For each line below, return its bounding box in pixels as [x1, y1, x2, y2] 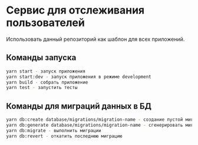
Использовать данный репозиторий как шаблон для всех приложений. [6, 35, 185, 42]
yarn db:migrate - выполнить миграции [6, 127, 101, 133]
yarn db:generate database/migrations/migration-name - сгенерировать [6, 122, 183, 128]
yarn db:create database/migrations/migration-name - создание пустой [6, 117, 183, 123]
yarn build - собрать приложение [6, 79, 88, 85]
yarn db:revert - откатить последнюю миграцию [6, 133, 123, 139]
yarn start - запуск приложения [6, 68, 85, 74]
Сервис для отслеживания [6, 4, 145, 17]
